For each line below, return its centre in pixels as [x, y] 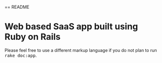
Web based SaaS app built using [71, 27]
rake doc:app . [21, 55]
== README [17, 7]
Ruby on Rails [33, 37]
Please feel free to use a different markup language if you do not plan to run [81, 50]
